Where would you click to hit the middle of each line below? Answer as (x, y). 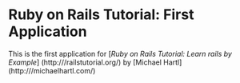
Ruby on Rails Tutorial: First (101, 15)
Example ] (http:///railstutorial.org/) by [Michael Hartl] (95, 62)
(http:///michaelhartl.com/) (52, 70)
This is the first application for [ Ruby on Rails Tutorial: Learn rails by (120, 53)
